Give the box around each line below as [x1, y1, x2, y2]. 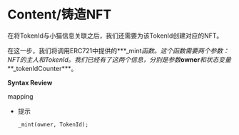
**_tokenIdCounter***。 [7, 64, 78, 72]
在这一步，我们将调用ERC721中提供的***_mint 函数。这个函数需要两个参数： [7, 46, 230, 55]
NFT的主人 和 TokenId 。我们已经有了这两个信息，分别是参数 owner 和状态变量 [7, 55, 232, 64]
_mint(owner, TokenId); [17, 121, 89, 128]
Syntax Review [7, 78, 53, 87]
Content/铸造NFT [7, 6, 112, 23]
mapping [7, 92, 34, 100]
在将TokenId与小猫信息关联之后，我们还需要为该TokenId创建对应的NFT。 [7, 31, 223, 40]
